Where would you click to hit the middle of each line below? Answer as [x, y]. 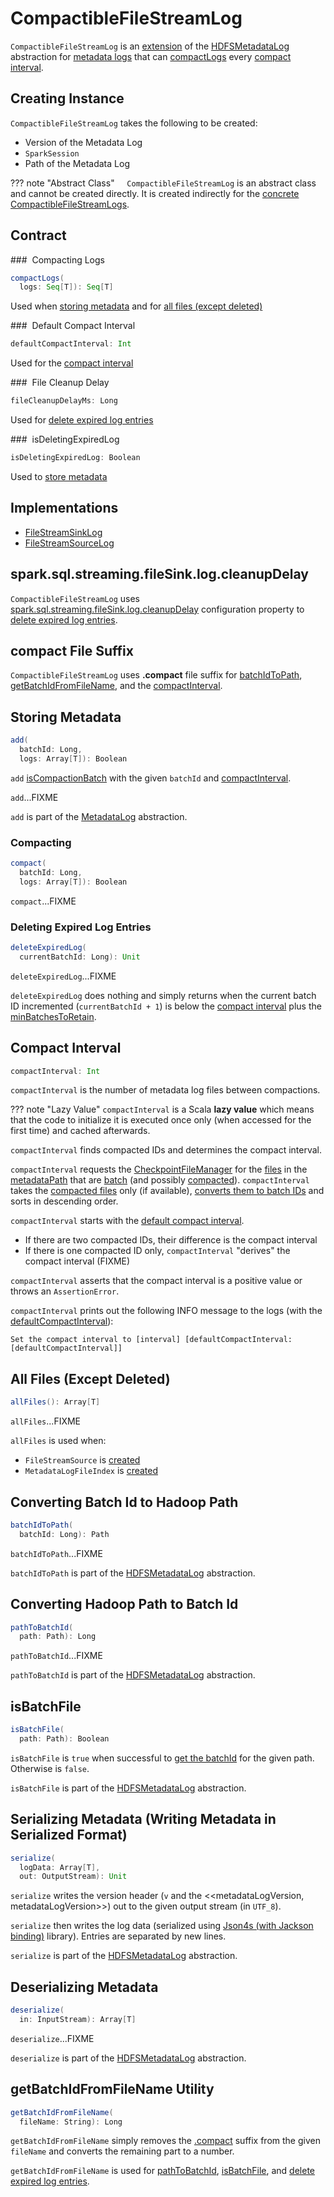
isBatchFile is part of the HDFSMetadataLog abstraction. [128, 1788]
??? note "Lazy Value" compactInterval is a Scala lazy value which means [162, 1109]
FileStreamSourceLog [69, 543]
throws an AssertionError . [65, 1291]
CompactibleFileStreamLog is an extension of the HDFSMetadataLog [150, 46]
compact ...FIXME [43, 901]
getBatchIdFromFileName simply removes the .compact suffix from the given [165, 2141]
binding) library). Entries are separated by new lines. [118, 1936]
